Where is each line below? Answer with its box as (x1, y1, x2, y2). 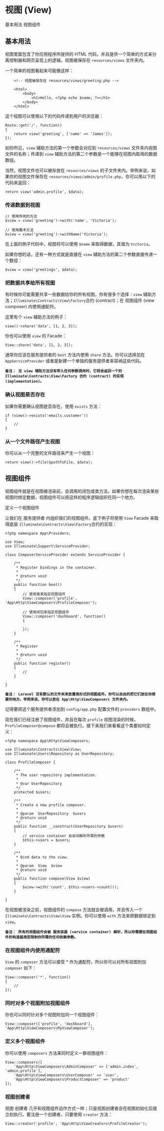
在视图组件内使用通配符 (5, 947, 60, 954)
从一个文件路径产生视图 (5, 438, 60, 445)
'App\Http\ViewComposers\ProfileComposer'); (5, 600, 97, 605)
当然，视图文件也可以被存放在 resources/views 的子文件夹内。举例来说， (5, 167, 152, 173)
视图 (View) (5, 4, 52, 16)
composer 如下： (5, 965, 37, 971)
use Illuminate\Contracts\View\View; (5, 747, 82, 752)
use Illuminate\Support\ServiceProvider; (5, 544, 91, 548)
